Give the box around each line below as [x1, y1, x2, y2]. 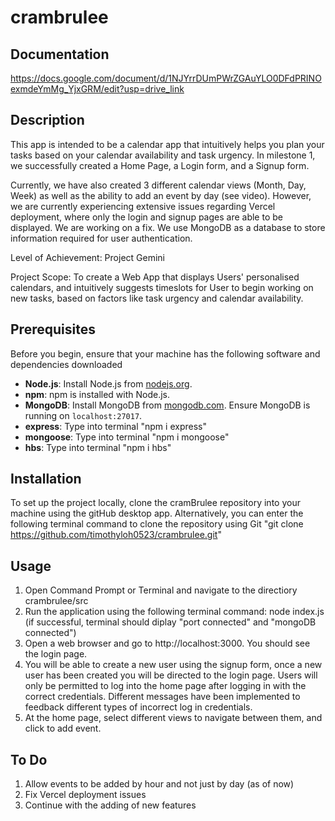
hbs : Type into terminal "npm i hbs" [24, 441, 172, 453]
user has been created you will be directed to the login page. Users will [24, 669, 318, 681]
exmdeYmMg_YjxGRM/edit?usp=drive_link [10, 83, 185, 95]
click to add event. [24, 722, 102, 735]
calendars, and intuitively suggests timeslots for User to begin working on [10, 281, 314, 293]
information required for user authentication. [10, 232, 193, 244]
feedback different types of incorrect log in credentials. [24, 701, 253, 713]
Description [10, 112, 85, 129]
